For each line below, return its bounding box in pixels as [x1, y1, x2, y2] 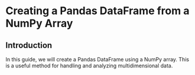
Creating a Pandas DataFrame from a [5, 4, 190, 18]
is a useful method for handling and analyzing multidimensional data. [5, 62, 173, 69]
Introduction [5, 40, 53, 50]
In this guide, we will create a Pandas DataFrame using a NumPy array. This [5, 56, 190, 63]
